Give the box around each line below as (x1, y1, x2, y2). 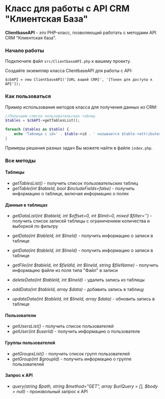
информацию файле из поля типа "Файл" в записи (12, 267, 118, 273)
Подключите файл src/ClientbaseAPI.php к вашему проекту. (5, 58, 131, 64)
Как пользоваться (5, 93, 51, 100)
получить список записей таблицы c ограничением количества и (12, 218, 150, 224)
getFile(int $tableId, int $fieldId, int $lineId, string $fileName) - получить (12, 262, 159, 268)
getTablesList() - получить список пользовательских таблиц (12, 180, 138, 186)
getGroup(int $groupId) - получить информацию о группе (12, 356, 132, 362)
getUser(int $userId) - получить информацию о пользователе (12, 328, 140, 334)
